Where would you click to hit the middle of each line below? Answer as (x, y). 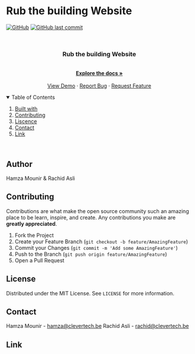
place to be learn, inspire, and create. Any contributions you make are (91, 217)
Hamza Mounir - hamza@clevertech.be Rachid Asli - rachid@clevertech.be (97, 326)
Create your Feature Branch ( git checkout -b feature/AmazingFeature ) (101, 242)
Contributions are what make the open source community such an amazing (97, 211)
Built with (26, 109)
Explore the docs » (99, 73)
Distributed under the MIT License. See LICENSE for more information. (90, 293)
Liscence (26, 121)
